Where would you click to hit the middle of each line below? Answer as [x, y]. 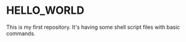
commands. [21, 33]
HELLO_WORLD [45, 10]
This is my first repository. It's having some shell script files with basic [93, 27]
